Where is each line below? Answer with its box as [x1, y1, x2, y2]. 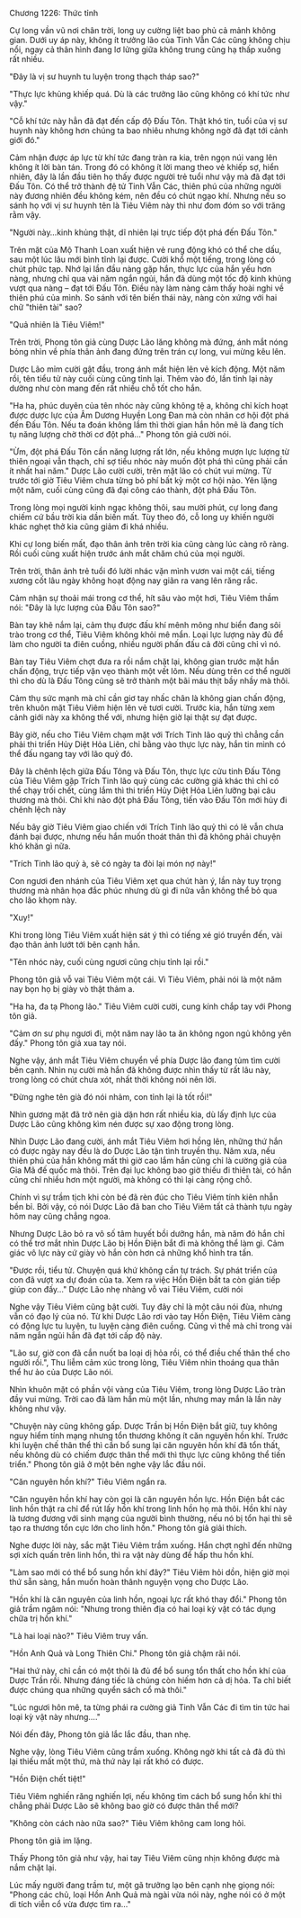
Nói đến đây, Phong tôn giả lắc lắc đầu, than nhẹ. [9, 1729, 191, 1740]
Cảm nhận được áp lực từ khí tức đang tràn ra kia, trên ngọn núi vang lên [9, 152, 278, 163]
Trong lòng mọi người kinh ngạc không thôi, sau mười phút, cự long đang [9, 502, 279, 512]
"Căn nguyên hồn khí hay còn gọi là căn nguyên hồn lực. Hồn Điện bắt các [9, 1494, 286, 1504]
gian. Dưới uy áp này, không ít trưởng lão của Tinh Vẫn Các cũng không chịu [9, 35, 290, 45]
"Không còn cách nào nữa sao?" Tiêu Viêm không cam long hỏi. [9, 1818, 246, 1828]
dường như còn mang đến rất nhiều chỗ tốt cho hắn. [9, 383, 202, 393]
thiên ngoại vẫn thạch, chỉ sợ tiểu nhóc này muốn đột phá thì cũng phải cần [9, 456, 288, 466]
